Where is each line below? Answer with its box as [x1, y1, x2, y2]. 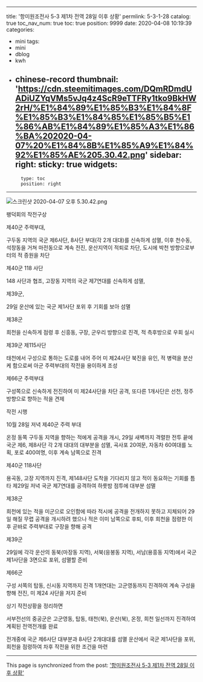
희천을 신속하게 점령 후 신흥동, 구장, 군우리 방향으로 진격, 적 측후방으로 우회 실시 [6, 328, 195, 336]
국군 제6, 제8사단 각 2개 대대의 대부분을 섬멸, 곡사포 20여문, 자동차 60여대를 [6, 441, 187, 448]
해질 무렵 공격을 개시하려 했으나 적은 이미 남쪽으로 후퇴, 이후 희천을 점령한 [12, 515, 187, 522]
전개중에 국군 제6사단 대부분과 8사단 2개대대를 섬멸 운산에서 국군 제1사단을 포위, [6, 635, 196, 643]
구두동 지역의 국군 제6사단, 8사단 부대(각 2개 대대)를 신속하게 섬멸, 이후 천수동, [6, 236, 192, 244]
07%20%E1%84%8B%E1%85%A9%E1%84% [14, 140, 194, 151]
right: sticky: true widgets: [14, 160, 118, 170]
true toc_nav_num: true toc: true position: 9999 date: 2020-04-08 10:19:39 [6, 19, 192, 27]
